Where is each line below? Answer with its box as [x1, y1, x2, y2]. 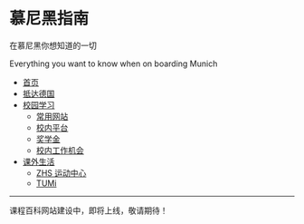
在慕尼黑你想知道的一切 [9, 40, 97, 51]
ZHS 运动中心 [35, 167, 87, 178]
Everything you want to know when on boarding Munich [9, 58, 218, 69]
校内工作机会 [35, 144, 84, 155]
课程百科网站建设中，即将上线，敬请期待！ [9, 205, 168, 216]
